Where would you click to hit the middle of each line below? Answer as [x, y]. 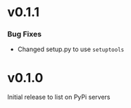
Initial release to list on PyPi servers [59, 97]
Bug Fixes [25, 34]
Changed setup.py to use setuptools [71, 49]
